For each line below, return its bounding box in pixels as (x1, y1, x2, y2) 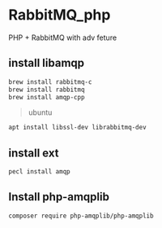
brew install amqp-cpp (8, 93, 85, 101)
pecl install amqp (8, 168, 70, 176)
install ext (8, 146, 59, 160)
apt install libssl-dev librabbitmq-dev (8, 124, 147, 132)
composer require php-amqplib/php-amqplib (8, 212, 154, 220)
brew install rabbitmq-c (8, 77, 92, 86)
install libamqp (8, 56, 85, 70)
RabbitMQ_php (8, 6, 111, 24)
